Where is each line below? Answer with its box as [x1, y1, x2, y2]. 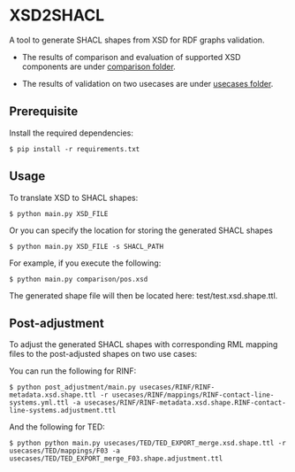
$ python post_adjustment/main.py [9, 383, 137, 392]
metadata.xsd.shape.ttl [9, 391, 97, 399]
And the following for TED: [9, 422, 106, 432]
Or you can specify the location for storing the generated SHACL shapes [9, 225, 274, 236]
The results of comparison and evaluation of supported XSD [21, 51, 241, 62]
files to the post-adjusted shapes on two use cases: [9, 349, 198, 360]
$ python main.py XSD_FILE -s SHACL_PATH [9, 242, 164, 251]
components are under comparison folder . [21, 61, 177, 72]
